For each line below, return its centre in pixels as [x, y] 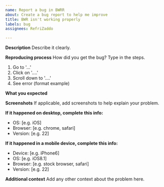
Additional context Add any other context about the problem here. [75, 179]
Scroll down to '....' [32, 78]
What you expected [26, 93]
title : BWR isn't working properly [43, 19]
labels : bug [18, 24]
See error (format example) [41, 84]
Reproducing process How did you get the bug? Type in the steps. [75, 58]
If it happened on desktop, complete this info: [54, 113]
